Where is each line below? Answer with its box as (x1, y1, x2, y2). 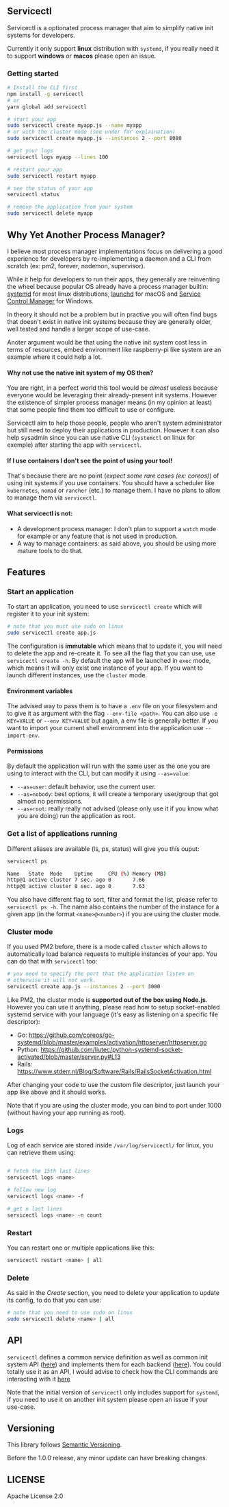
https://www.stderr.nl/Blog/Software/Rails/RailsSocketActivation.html (16, 1067, 212, 1076)
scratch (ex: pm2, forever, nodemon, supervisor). (7, 261, 146, 270)
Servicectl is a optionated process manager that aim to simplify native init (7, 23, 214, 32)
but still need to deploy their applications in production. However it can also (7, 426, 220, 434)
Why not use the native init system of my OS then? (7, 369, 154, 377)
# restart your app (7, 166, 63, 173)
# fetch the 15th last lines (7, 1168, 90, 1175)
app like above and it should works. (7, 1088, 107, 1097)
